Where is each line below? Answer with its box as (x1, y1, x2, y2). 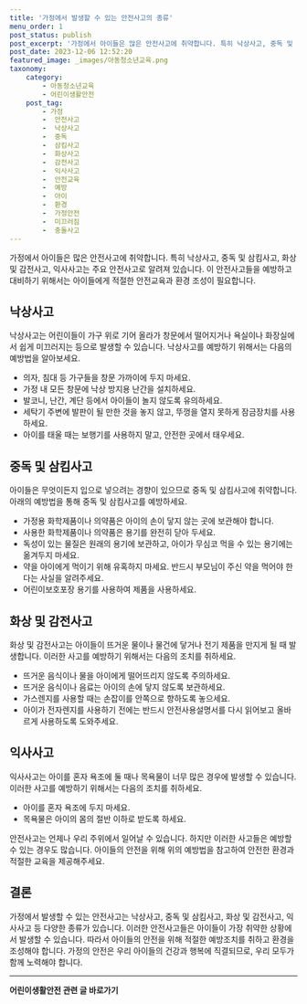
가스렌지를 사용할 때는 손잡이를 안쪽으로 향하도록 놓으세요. (22, 692, 231, 703)
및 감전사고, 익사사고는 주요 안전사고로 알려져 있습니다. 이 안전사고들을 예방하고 (9, 263, 292, 274)
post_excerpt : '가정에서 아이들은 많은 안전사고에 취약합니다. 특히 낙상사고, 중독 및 (9, 38, 294, 48)
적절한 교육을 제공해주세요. (9, 855, 105, 866)
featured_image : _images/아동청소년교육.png (9, 56, 169, 65)
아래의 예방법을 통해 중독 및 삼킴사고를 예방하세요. (9, 496, 188, 507)
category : (26, 73, 64, 82)
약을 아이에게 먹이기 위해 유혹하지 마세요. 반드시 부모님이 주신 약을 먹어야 (22, 561, 284, 572)
